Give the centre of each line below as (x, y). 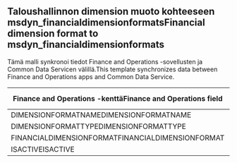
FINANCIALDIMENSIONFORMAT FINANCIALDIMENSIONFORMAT (118, 138)
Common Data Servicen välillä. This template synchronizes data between (113, 69)
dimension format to (53, 34)
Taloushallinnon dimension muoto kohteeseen (111, 12)
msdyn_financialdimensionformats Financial (107, 23)
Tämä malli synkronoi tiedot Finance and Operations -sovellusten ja (105, 61)
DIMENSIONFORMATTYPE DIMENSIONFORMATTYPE (99, 126)
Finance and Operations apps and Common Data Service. (91, 76)
